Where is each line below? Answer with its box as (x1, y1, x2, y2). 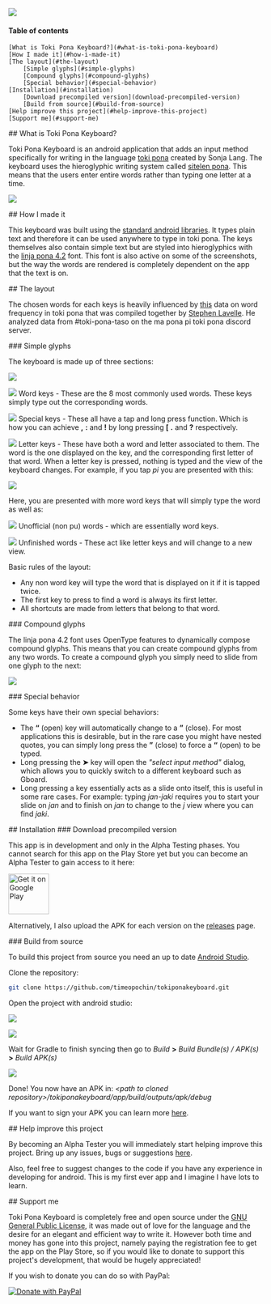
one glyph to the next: (8, 660, 82, 671)
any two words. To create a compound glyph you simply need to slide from (8, 652, 258, 662)
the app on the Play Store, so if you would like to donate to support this (8, 1247, 245, 1256)
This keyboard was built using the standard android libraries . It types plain (8, 225, 256, 235)
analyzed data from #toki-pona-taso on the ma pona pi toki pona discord (8, 316, 252, 327)
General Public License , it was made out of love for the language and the (8, 1221, 251, 1230)
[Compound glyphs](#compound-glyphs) (23, 72, 150, 80)
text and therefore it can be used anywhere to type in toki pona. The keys (8, 234, 253, 244)
